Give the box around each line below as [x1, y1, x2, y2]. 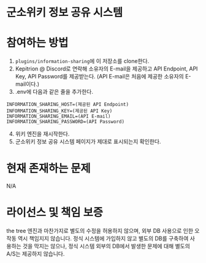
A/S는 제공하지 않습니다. [6, 250, 65, 257]
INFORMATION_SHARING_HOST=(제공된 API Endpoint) [6, 102, 129, 108]
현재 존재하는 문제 [6, 162, 91, 175]
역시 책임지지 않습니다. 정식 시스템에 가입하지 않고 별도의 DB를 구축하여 [17, 235, 189, 242]
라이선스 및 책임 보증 [6, 206, 103, 219]
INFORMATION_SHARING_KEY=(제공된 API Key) [6, 108, 113, 114]
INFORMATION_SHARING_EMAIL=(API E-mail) [6, 113, 112, 120]
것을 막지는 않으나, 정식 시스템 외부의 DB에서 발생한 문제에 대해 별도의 [22, 243, 190, 250]
